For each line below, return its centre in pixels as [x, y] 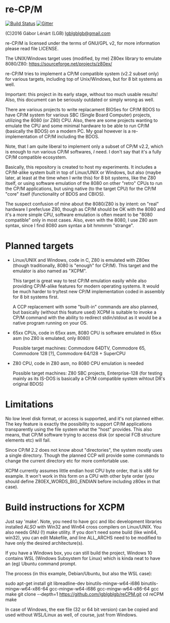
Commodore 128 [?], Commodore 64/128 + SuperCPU [69, 353]
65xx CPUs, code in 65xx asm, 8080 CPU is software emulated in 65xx [87, 333]
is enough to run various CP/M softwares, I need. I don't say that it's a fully [83, 151]
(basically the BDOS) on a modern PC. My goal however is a [68, 131]
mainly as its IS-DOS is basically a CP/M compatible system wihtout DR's [89, 378]
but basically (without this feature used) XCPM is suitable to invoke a [84, 312]
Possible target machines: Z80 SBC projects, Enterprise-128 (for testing [87, 373]
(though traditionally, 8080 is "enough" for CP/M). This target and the [85, 265]
